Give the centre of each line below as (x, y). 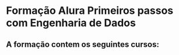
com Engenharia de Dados (71, 23)
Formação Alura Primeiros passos (90, 11)
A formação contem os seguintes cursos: (83, 44)
